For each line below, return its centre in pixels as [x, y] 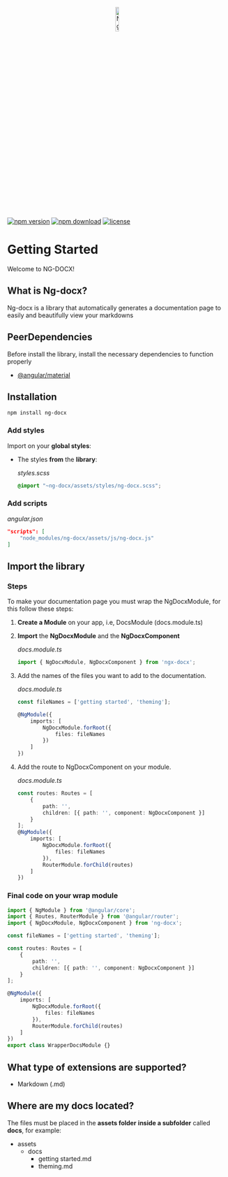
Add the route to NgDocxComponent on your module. [94, 767]
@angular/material [44, 375]
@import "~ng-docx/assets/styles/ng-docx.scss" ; [89, 486]
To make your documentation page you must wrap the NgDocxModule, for [114, 602]
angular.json [25, 519]
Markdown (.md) [41, 1084]
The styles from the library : [57, 459]
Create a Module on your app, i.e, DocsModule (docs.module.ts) [110, 623]
